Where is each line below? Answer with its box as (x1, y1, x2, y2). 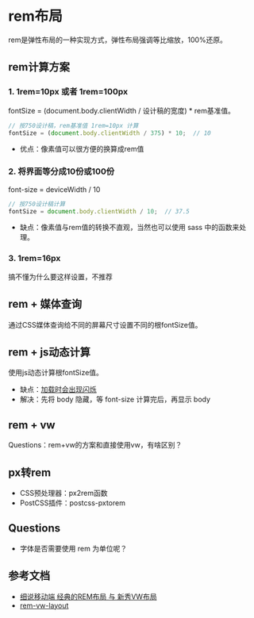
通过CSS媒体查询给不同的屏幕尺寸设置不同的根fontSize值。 (8, 320, 202, 329)
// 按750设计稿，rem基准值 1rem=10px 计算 (8, 121, 139, 129)
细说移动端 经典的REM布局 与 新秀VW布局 (19, 592, 157, 601)
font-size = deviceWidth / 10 (8, 184, 101, 194)
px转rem (8, 466, 52, 479)
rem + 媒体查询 (8, 297, 82, 311)
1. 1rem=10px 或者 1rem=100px (8, 86, 129, 98)
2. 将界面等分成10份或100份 (8, 166, 115, 177)
